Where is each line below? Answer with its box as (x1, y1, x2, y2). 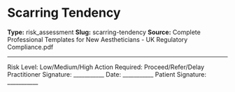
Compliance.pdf (7, 43, 54, 51)
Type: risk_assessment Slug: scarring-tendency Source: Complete (7, 28, 201, 36)
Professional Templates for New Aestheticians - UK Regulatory (7, 35, 188, 43)
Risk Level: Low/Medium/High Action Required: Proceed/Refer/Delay (7, 63, 205, 71)
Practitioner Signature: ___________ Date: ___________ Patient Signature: (7, 70, 206, 78)
